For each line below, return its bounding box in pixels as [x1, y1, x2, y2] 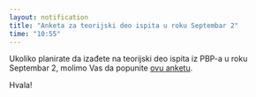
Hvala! [9, 80, 33, 91]
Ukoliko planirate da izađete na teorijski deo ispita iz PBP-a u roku [9, 54, 248, 64]
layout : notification [9, 12, 89, 22]
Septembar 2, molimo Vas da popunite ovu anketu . [9, 63, 193, 73]
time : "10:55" [9, 29, 62, 38]
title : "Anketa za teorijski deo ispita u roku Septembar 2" [9, 21, 239, 30]
